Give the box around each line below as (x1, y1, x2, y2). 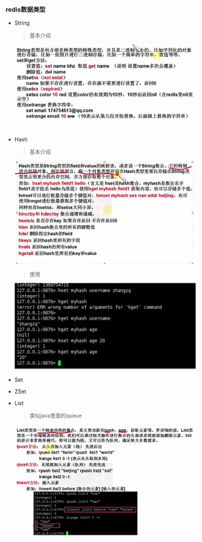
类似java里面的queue (29, 412, 82, 419)
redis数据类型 (5, 5, 46, 13)
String (14, 19, 30, 27)
